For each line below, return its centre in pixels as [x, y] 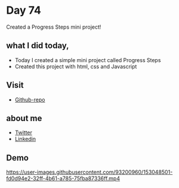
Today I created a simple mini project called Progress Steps [88, 60]
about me [24, 118]
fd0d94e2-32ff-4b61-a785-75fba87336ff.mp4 [63, 178]
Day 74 [24, 10]
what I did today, [38, 46]
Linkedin [25, 139]
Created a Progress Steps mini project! [54, 27]
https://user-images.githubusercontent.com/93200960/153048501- [89, 172]
